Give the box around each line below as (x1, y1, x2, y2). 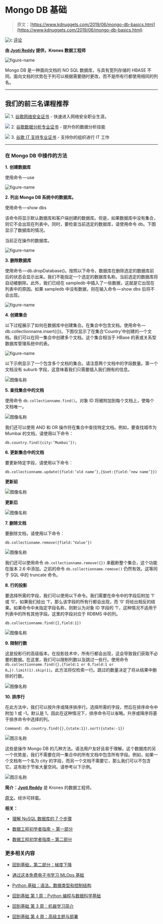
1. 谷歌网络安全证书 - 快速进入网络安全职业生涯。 (11, 113, 109, 119)
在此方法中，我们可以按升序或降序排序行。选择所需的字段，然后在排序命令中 (5, 704, 158, 710)
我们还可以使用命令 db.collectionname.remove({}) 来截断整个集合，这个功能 (5, 560, 158, 566)
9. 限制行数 (5, 640, 28, 646)
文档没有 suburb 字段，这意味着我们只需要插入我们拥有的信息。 (5, 367, 132, 373)
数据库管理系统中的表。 (5, 341, 52, 347)
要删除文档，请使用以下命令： (5, 531, 65, 536)
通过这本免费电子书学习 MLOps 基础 (12, 872, 84, 878)
